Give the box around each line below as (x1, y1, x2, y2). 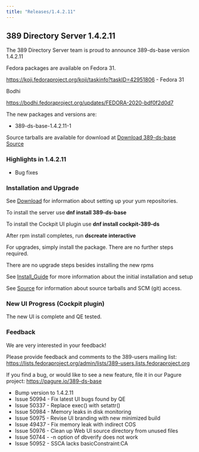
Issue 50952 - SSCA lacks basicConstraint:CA (14, 439, 128, 447)
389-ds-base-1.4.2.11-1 (14, 122, 71, 130)
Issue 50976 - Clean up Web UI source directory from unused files (14, 427, 179, 434)
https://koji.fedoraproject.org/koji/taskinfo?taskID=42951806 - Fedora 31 (6, 76, 185, 84)
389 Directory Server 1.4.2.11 (6, 31, 116, 41)
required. (6, 250, 29, 257)
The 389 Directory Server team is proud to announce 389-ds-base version (6, 47, 189, 54)
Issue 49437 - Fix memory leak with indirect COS (14, 420, 136, 428)
